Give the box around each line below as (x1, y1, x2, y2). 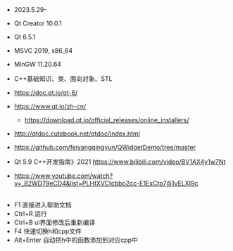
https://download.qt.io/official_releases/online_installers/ (24, 116, 189, 124)
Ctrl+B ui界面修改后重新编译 (13, 218, 96, 226)
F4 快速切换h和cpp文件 (13, 226, 82, 235)
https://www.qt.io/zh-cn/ (13, 102, 87, 111)
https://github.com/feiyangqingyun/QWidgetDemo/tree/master (13, 143, 196, 152)
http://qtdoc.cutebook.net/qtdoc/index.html (13, 129, 141, 138)
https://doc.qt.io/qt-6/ (13, 89, 78, 97)
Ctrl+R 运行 (13, 209, 47, 217)
